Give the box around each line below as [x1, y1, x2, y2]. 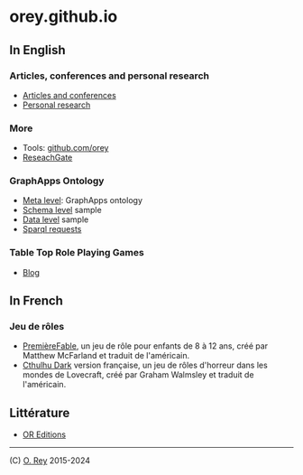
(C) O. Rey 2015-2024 [9, 455, 91, 466]
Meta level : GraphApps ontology [22, 195, 142, 206]
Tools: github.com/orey [22, 143, 109, 154]
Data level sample [22, 214, 89, 225]
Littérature [9, 405, 70, 421]
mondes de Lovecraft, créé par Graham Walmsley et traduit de [22, 369, 254, 380]
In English [9, 42, 66, 58]
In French [9, 293, 63, 309]
